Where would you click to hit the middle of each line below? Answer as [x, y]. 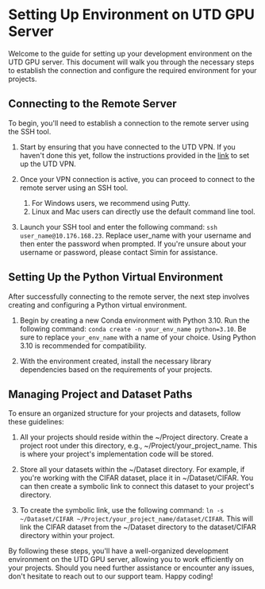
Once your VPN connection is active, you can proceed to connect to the [137, 179]
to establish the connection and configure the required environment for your [132, 70]
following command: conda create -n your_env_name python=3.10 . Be [133, 328]
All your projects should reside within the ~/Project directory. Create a [134, 437]
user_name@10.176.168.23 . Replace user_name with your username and [135, 235]
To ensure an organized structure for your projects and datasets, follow [125, 413]
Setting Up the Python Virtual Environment [116, 277]
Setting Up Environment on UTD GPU [132, 15]
